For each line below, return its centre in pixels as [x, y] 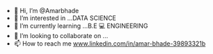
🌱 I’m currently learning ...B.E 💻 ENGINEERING [81, 26]
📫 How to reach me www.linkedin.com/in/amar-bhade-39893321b [110, 44]
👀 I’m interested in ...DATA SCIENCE [65, 18]
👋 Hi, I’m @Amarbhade [46, 11]
